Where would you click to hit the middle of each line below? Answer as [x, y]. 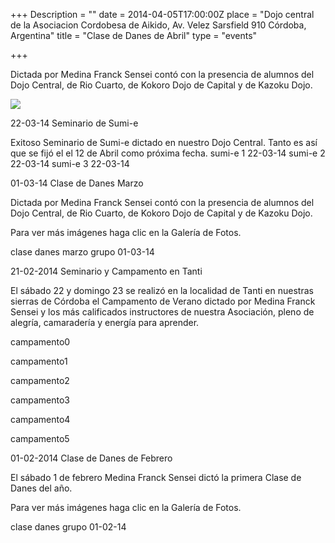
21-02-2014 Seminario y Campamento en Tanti [106, 271]
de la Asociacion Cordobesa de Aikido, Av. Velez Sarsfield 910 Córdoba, [158, 25]
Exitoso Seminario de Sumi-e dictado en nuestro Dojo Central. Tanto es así [164, 142]
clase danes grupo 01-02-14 [68, 527]
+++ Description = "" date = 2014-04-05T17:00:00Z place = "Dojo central [162, 14]
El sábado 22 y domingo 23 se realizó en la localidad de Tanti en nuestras [162, 290]
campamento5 [40, 438]
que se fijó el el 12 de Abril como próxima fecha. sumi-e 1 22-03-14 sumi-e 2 [168, 153]
